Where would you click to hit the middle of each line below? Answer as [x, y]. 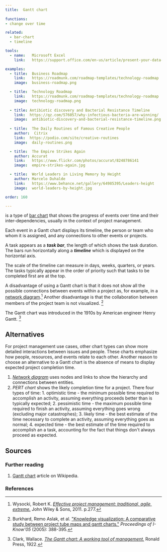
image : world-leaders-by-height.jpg [53, 188]
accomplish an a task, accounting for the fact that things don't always [84, 430]
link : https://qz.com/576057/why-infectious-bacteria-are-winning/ [86, 115]
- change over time [25, 24]
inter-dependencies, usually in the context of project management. [74, 221]
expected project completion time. [40, 367]
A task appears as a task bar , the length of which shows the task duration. [82, 245]
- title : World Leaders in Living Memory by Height [65, 174]
